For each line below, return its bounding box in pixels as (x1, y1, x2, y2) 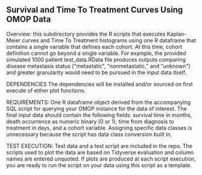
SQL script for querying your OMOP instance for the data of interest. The (6, 105, 187, 112)
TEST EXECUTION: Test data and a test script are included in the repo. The (6, 142, 193, 150)
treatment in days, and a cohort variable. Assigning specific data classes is (6, 124, 192, 132)
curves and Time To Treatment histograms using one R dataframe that (22, 36, 197, 44)
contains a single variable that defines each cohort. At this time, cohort (6, 43, 183, 50)
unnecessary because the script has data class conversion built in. (6, 130, 172, 138)
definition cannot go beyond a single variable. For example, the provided (6, 49, 186, 57)
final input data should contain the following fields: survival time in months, (6, 111, 192, 118)
